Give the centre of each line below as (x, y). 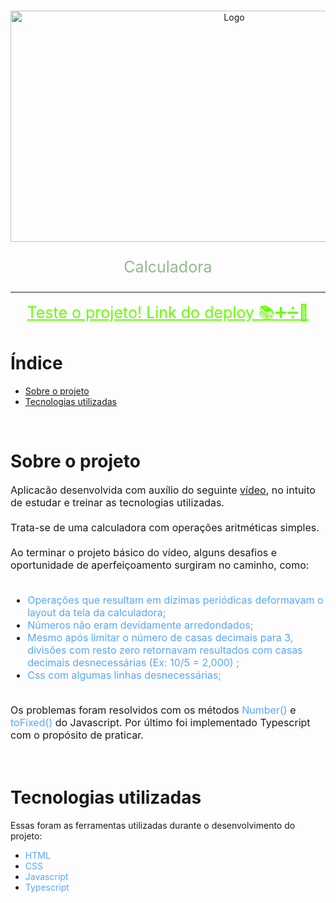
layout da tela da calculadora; (97, 612)
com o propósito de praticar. (77, 735)
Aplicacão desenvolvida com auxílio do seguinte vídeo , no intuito (163, 490)
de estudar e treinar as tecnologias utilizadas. (117, 502)
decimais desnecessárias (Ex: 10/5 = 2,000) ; (133, 662)
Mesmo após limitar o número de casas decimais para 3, (160, 637)
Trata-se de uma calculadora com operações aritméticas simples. (165, 527)
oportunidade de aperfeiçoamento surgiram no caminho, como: (160, 565)
